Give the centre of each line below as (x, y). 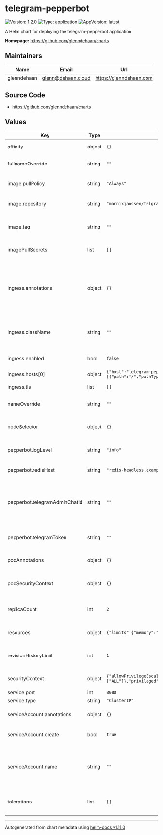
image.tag (19, 227)
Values (16, 122)
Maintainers (24, 56)
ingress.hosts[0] (26, 374)
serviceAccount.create (33, 735)
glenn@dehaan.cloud (66, 78)
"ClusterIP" (120, 701)
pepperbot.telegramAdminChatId (45, 502)
